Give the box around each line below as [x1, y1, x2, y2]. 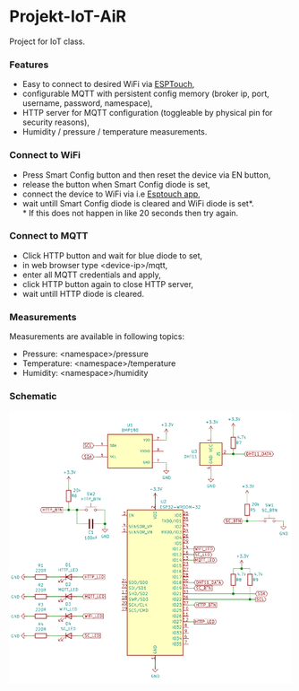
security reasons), [21, 117, 90, 127]
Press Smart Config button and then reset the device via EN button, [21, 169, 271, 180]
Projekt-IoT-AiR [9, 6, 127, 27]
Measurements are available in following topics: [9, 331, 185, 342]
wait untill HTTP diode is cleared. [21, 288, 145, 299]
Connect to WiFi [9, 149, 81, 162]
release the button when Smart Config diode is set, [21, 179, 210, 189]
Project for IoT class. [9, 36, 85, 47]
